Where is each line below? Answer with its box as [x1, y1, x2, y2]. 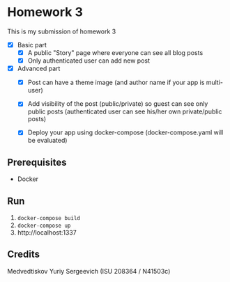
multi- [206, 78, 224, 87]
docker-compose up [17, 222, 71, 229]
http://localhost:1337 [17, 228, 77, 237]
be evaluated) [27, 136, 68, 145]
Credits [7, 249, 40, 260]
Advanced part [17, 64, 61, 73]
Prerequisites [7, 156, 67, 168]
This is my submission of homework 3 [7, 27, 116, 36]
